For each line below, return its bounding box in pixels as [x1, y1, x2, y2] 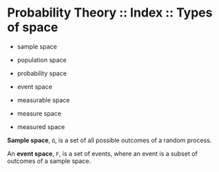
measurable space [17, 95, 70, 104]
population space [17, 55, 67, 64]
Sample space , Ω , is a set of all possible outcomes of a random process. [7, 136, 212, 144]
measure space [17, 109, 62, 117]
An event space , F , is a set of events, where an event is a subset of [7, 149, 198, 157]
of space [7, 19, 59, 35]
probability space [17, 69, 67, 77]
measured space [17, 122, 65, 131]
